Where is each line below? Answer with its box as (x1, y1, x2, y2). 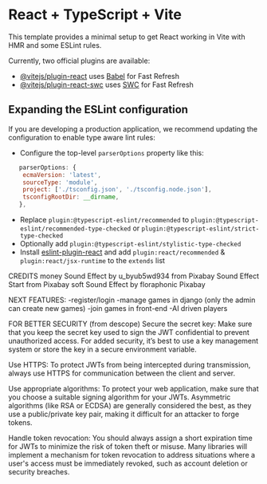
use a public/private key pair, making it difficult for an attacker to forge (8, 409, 240, 419)
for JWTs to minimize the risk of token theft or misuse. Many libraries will (8, 442, 248, 451)
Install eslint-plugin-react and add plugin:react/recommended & (19, 247, 226, 257)
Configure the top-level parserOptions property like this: (19, 148, 205, 157)
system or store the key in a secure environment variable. (8, 344, 197, 354)
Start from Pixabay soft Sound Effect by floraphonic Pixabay (8, 280, 206, 289)
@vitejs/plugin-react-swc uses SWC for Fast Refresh (19, 80, 194, 89)
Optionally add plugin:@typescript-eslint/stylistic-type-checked (19, 239, 241, 248)
